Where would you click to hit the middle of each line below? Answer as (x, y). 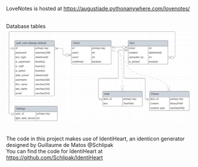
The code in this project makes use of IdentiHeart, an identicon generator (95, 139)
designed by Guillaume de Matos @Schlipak (60, 145)
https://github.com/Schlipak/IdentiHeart (55, 158)
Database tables (26, 26)
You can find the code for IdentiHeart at (54, 151)
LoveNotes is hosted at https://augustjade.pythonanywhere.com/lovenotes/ (98, 9)
